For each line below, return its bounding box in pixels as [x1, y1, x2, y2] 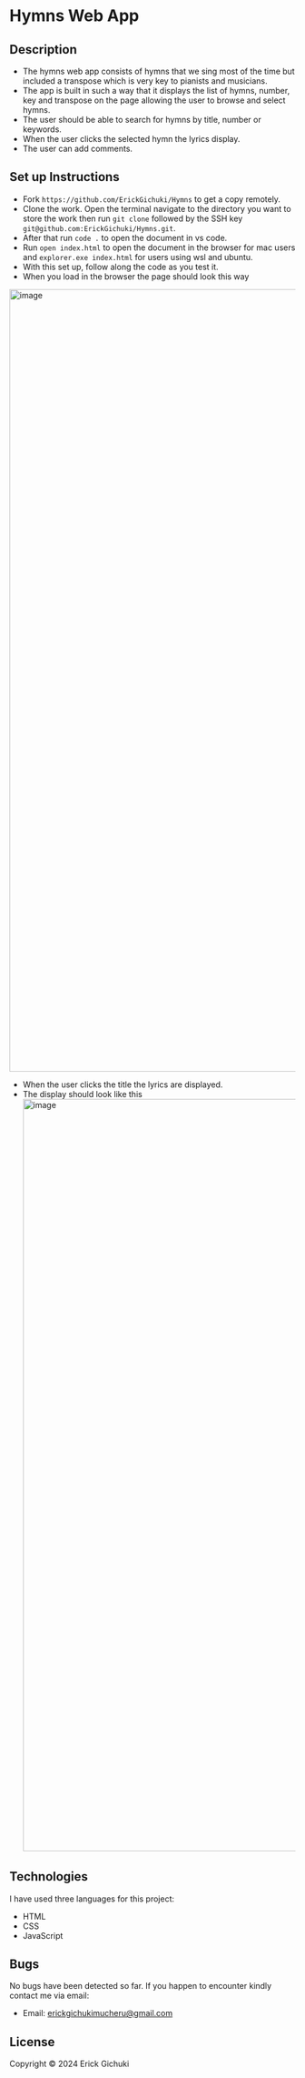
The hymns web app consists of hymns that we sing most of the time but [22, 66, 295, 76]
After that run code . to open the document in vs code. [22, 232, 228, 243]
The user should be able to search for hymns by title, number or [22, 115, 261, 125]
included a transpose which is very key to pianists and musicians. [22, 76, 268, 86]
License [9, 2034, 55, 2050]
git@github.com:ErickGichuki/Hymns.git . [22, 222, 176, 233]
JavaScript [22, 1930, 64, 1941]
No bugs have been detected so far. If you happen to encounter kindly [9, 1981, 272, 1992]
